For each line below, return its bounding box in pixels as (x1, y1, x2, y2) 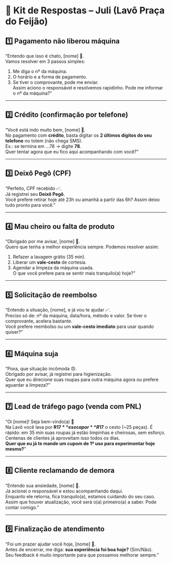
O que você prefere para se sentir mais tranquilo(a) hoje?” (12, 270, 136, 277)
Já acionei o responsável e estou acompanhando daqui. (5, 488, 123, 494)
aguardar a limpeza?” (5, 382, 50, 388)
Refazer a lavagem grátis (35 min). (12, 254, 86, 260)
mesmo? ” (5, 446, 27, 452)
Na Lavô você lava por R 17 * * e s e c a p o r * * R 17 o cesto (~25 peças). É (5, 424, 153, 430)
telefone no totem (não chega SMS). (5, 137, 83, 143)
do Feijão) (5, 15, 48, 27)
